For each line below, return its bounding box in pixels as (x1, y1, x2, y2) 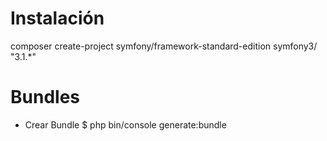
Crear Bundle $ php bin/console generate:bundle (24, 118, 227, 131)
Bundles (10, 86, 80, 109)
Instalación (10, 7, 105, 30)
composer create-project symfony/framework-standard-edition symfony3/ (10, 40, 318, 52)
